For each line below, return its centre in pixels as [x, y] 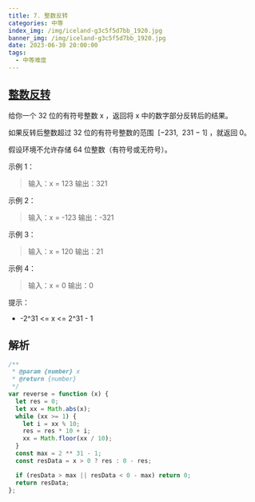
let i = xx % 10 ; [52, 424]
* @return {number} [44, 379]
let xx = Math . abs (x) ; [53, 408]
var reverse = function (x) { [59, 394]
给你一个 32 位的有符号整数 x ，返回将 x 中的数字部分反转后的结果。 [121, 115]
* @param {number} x [46, 372]
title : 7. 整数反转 [38, 16]
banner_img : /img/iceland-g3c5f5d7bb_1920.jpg [87, 38]
